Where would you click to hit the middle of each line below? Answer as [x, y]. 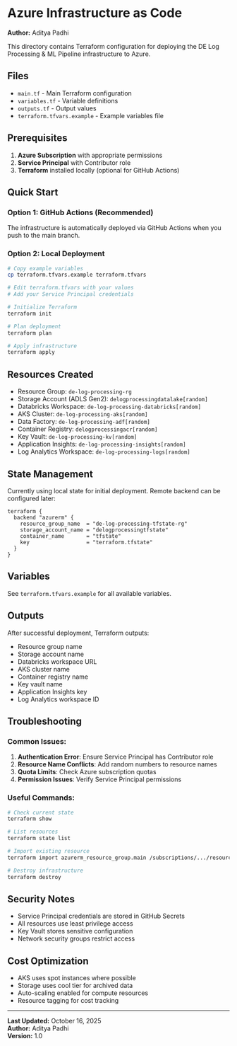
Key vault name [40, 684]
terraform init [30, 314]
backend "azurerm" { [44, 517]
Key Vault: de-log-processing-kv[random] [77, 437]
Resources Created [50, 374]
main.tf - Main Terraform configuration [74, 93]
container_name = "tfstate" [71, 536]
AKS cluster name [44, 669]
